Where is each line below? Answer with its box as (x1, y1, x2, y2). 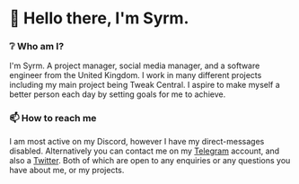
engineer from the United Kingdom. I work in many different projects (9, 70, 262, 81)
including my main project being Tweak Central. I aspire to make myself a (9, 80, 280, 91)
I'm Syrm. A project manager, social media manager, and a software (9, 60, 260, 71)
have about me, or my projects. (9, 164, 125, 175)
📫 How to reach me (9, 112, 97, 125)
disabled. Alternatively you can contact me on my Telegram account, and (9, 145, 280, 156)
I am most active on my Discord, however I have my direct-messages (9, 136, 265, 146)
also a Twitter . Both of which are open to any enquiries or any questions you (9, 154, 291, 165)
